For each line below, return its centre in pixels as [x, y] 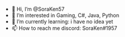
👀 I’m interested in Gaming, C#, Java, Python [65, 15]
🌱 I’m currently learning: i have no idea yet [62, 21]
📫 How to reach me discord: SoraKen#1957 [64, 28]
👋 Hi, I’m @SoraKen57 [38, 9]
